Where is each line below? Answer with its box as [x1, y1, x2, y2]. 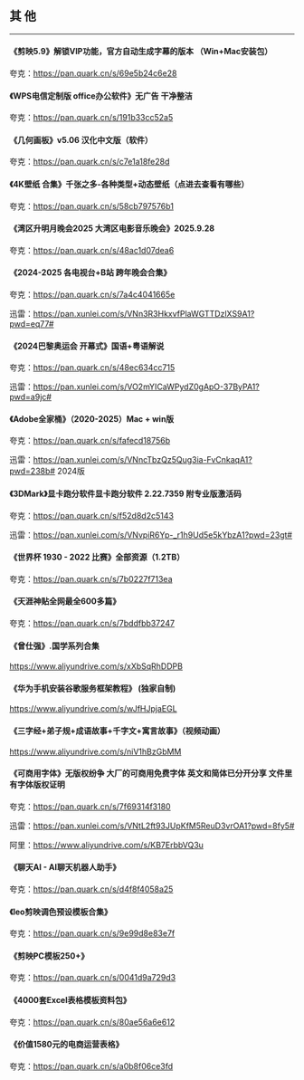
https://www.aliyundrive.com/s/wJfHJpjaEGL [9, 703, 178, 714]
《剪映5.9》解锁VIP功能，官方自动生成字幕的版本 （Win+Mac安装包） [9, 46, 273, 57]
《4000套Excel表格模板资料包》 [9, 995, 131, 1006]
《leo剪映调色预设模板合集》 [9, 906, 113, 917]
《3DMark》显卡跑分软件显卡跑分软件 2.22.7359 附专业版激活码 [9, 488, 242, 500]
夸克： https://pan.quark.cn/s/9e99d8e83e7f [9, 928, 176, 939]
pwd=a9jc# [9, 392, 52, 403]
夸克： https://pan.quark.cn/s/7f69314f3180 [9, 800, 171, 812]
